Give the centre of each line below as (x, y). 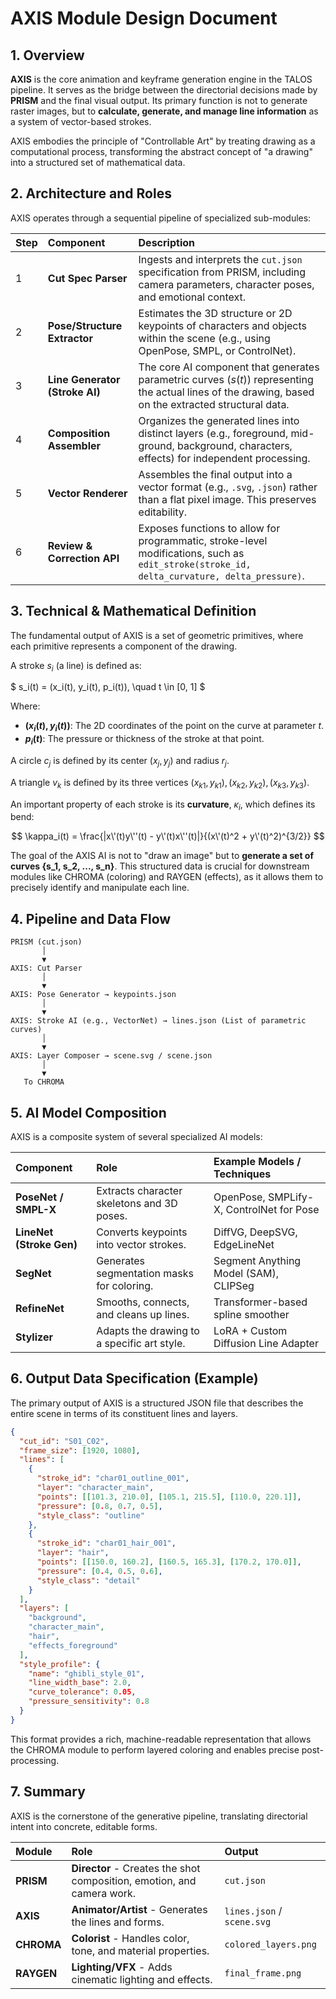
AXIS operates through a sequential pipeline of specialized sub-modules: (161, 218)
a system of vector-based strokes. (81, 121)
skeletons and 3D (137, 1204)
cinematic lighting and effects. (142, 1979)
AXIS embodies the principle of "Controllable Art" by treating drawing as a (163, 141)
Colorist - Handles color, (130, 1938)
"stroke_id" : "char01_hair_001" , (106, 1543)
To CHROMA (44, 1082)
